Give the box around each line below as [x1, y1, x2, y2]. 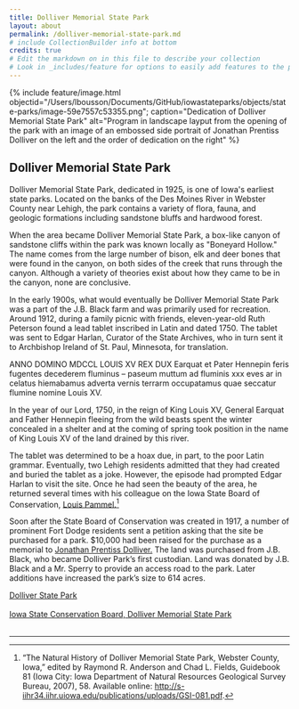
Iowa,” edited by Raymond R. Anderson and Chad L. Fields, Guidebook [21, 662, 280, 672]
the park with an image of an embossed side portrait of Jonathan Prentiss [9, 125, 279, 135]
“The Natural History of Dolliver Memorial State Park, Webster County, [21, 652, 280, 664]
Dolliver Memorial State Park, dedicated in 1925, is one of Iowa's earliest [9, 183, 274, 194]
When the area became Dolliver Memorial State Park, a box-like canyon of [9, 229, 280, 240]
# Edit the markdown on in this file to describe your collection [9, 54, 261, 63]
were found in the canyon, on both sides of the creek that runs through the [9, 257, 283, 268]
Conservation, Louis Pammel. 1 [9, 497, 120, 509]
